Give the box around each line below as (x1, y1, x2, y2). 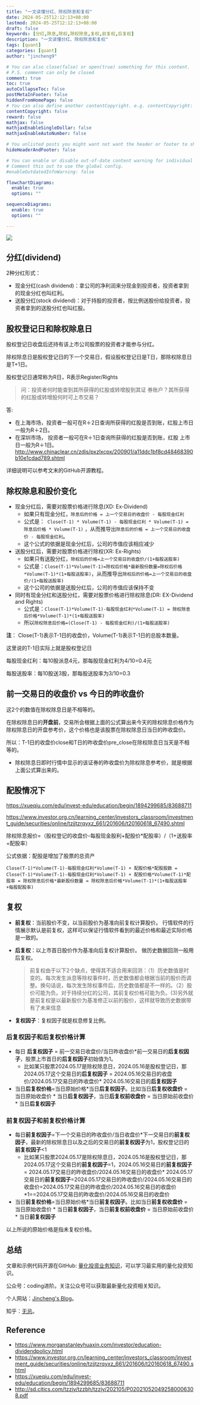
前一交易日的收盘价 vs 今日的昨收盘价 (6, 689, 145, 699)
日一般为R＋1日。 (14, 441, 58, 448)
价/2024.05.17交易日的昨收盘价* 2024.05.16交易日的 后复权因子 (23, 1077, 177, 1084)
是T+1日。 (6, 361, 31, 368)
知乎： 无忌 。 (6, 1307, 37, 1314)
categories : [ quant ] (6, 48, 58, 54)
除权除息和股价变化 (6, 486, 77, 496)
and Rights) (14, 598, 43, 605)
